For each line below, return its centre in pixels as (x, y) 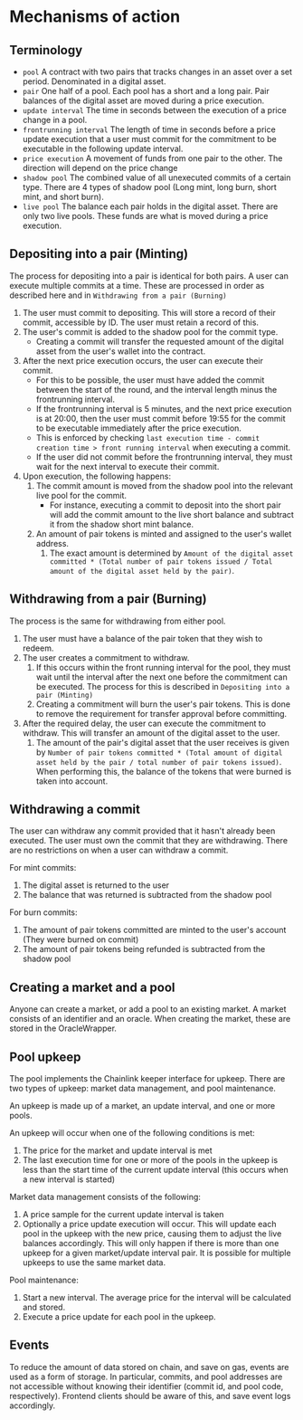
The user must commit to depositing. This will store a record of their (149, 312)
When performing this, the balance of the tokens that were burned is (164, 771)
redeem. (38, 648)
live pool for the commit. (81, 495)
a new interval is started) (69, 1179)
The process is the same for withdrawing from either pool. (118, 621)
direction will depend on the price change (100, 168)
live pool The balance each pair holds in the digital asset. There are (150, 206)
